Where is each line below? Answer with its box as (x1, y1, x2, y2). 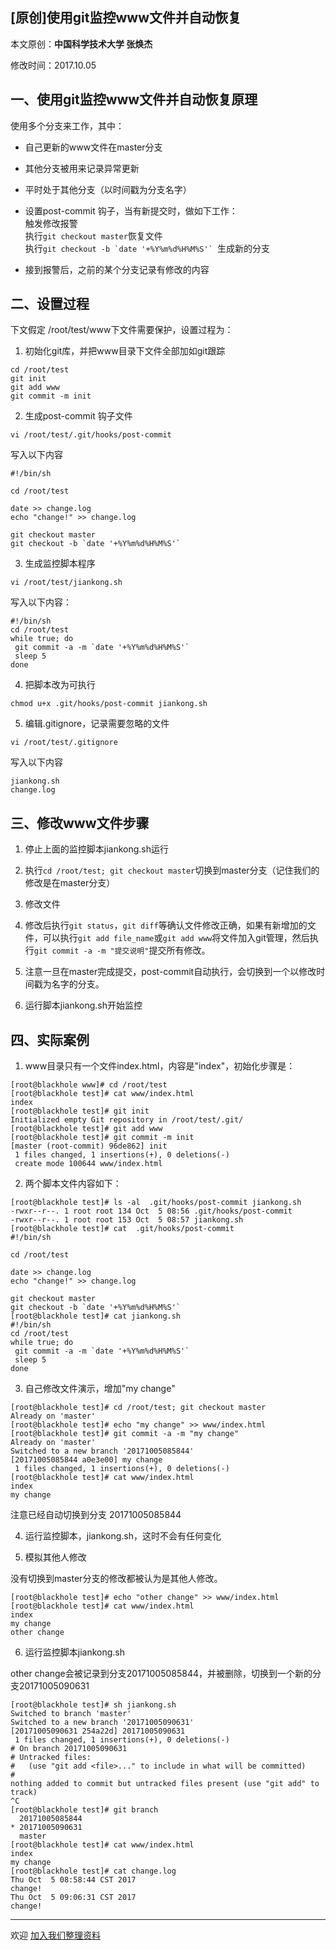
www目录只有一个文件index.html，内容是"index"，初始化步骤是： (24, 1060, 296, 1072)
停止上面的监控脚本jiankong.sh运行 (24, 843, 170, 855)
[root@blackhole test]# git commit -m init (10, 1133, 195, 1143)
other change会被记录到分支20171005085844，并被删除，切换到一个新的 (10, 1668, 313, 1680)
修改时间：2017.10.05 (10, 59, 97, 71)
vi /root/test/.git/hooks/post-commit (10, 430, 172, 440)
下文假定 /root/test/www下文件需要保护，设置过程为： (10, 324, 234, 336)
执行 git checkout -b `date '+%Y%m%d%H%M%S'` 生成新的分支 (24, 242, 270, 254)
